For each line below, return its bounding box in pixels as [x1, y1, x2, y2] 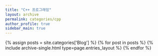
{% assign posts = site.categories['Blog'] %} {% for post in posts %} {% [5, 39, 154, 45]
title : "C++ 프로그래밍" [5, 7, 51, 12]
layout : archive [5, 12, 39, 17]
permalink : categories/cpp [5, 16, 61, 21]
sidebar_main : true [5, 26, 46, 31]
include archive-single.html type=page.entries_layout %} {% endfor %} [5, 45, 152, 51]
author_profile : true [5, 21, 50, 26]
